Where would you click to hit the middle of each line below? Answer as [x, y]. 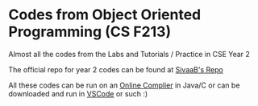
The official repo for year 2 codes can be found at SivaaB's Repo [116, 69]
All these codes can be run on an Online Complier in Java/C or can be [124, 85]
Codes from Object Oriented [105, 15]
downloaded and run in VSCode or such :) [78, 93]
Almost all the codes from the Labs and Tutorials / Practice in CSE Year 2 [129, 54]
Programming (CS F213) [90, 32]
